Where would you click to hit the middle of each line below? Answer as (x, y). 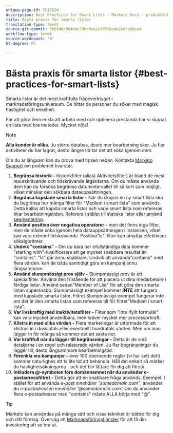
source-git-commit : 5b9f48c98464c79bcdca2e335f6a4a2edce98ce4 (74, 29)
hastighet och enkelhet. (31, 109)
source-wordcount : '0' (30, 39)
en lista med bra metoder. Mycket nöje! (47, 125)
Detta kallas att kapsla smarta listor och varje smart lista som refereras (88, 208)
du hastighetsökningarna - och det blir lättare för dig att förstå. (79, 366)
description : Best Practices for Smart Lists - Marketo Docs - (75, 15)
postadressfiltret (32, 378)
